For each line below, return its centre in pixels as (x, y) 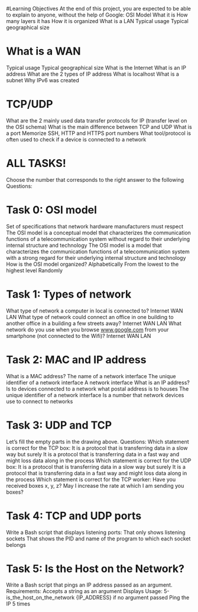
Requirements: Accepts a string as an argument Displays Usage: (84, 591)
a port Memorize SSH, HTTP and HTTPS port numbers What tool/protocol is (98, 133)
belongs (16, 545)
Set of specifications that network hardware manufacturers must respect (95, 226)
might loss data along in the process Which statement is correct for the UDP (99, 460)
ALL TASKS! (36, 164)
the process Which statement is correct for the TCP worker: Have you (91, 479)
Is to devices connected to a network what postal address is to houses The (98, 389)
